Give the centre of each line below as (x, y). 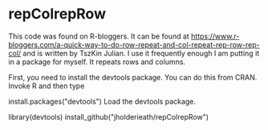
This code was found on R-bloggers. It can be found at (99, 36)
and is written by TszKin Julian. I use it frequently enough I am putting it (141, 53)
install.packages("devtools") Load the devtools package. (102, 101)
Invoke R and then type (47, 86)
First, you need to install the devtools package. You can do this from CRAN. (133, 77)
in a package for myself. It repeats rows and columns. (97, 62)
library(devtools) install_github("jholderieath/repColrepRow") (109, 116)
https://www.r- (215, 36)
